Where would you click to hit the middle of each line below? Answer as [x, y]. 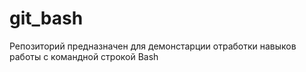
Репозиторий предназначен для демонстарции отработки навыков [153, 46]
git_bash [46, 18]
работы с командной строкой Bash [84, 56]
